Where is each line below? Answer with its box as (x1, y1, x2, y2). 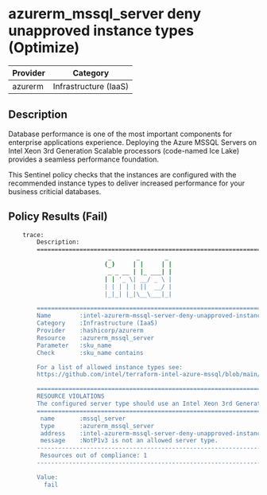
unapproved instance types (8, 21, 195, 40)
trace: (22, 231, 44, 239)
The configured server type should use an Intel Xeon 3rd (37, 400, 233, 408)
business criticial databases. (8, 186, 102, 196)
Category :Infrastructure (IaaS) (37, 319, 158, 327)
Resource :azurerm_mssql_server (37, 333, 155, 342)
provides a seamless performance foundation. (8, 154, 160, 164)
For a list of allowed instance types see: (37, 363, 183, 371)
